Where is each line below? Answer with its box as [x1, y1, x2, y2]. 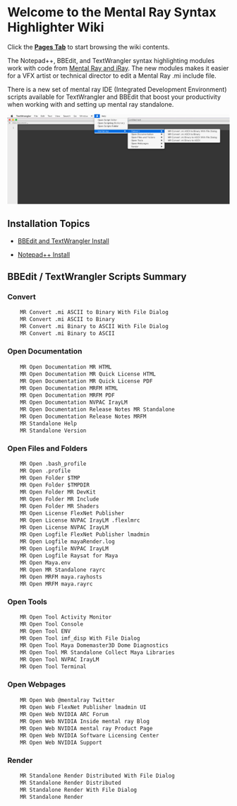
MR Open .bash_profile [20, 460, 87, 467]
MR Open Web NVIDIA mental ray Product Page [20, 725, 153, 732]
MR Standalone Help [20, 420, 78, 427]
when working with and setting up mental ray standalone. [7, 100, 174, 108]
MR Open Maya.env [20, 559, 71, 566]
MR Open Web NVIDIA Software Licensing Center [20, 732, 159, 739]
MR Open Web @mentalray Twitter [20, 696, 115, 703]
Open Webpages [7, 679, 66, 689]
